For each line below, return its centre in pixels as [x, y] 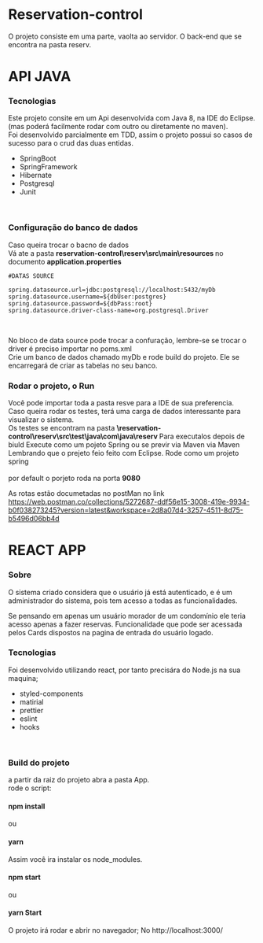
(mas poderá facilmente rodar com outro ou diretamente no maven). [118, 127]
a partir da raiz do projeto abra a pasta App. [79, 780]
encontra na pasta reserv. [50, 44]
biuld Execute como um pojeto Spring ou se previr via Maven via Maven [124, 445]
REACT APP [47, 551]
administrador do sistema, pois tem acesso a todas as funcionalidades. [123, 601]
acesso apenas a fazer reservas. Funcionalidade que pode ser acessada [125, 624]
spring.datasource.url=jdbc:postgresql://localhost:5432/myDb [112, 290]
